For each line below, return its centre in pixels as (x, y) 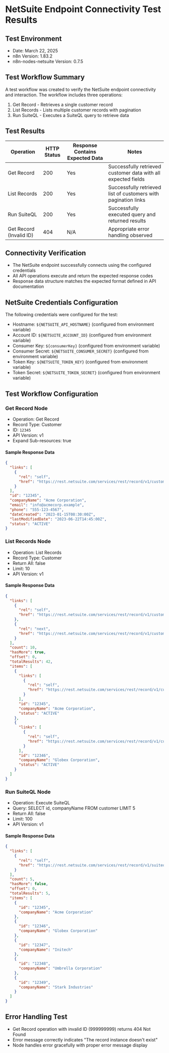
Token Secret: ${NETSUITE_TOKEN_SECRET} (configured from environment (86, 373)
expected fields (126, 179)
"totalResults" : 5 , (30, 894)
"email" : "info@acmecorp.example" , (47, 505)
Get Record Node (26, 408)
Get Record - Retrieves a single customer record (63, 104)
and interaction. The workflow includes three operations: (64, 95)
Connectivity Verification (46, 253)
